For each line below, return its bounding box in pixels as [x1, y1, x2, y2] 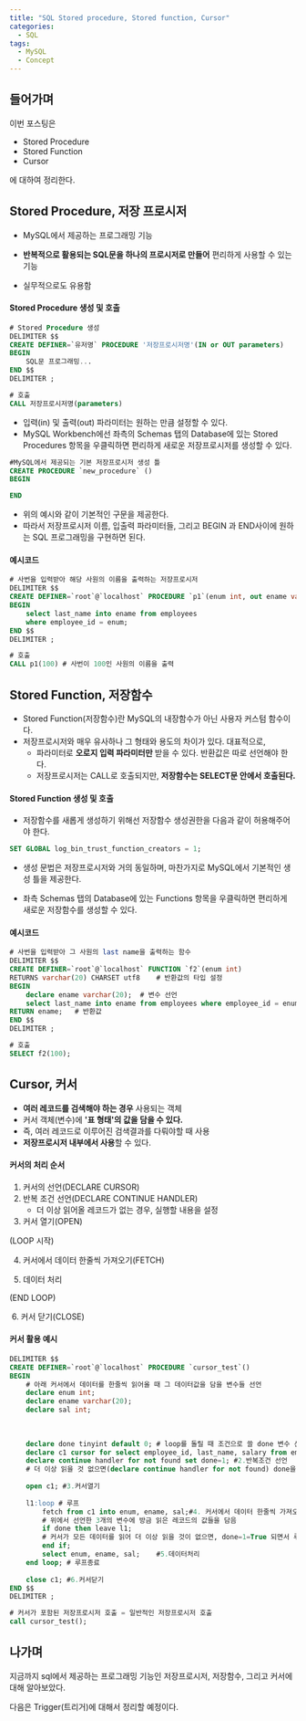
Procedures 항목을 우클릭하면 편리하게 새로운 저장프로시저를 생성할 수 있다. [22, 439, 292, 450]
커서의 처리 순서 [9, 1160, 66, 1170]
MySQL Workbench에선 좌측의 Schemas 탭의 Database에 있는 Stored [22, 428, 279, 439]
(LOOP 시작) [9, 1234, 55, 1246]
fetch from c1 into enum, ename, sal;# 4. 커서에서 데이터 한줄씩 [42, 1507, 276, 1516]
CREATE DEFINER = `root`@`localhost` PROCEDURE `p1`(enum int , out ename [9, 593, 287, 602]
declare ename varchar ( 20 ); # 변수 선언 [25, 990, 178, 1000]
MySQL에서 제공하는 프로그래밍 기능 [22, 229, 153, 240]
